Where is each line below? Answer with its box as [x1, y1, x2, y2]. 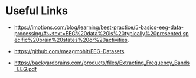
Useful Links [5, 4, 68, 18]
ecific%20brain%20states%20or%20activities [14, 36, 128, 43]
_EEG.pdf [14, 65, 37, 72]
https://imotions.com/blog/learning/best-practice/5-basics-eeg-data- [14, 24, 184, 31]
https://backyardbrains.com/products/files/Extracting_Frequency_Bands [14, 59, 190, 66]
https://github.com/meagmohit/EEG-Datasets [14, 47, 125, 54]
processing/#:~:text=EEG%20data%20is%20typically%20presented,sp [14, 30, 190, 37]
